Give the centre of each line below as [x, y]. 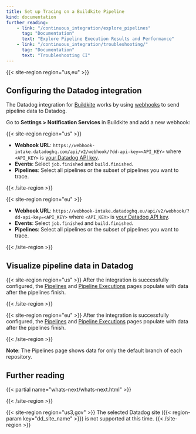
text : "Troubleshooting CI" [56, 55]
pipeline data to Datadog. [37, 111]
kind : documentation [31, 17]
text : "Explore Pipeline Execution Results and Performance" [98, 39]
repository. [19, 357]
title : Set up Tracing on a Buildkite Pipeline [65, 11]
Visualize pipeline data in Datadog [70, 266]
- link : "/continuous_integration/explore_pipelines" [84, 28]
